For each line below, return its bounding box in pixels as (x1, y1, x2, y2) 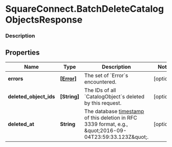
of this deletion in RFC (84, 114, 137, 121)
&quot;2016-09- (84, 127, 127, 134)
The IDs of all (84, 87, 116, 94)
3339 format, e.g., (84, 120, 128, 128)
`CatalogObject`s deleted (84, 93, 145, 100)
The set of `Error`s (84, 72, 128, 79)
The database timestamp (84, 108, 144, 115)
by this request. (84, 99, 122, 107)
